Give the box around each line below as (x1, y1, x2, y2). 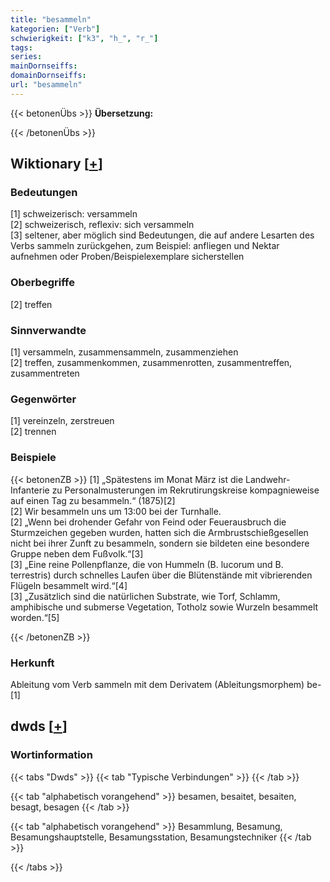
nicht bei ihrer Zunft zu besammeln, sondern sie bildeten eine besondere (10, 537, 310, 549)
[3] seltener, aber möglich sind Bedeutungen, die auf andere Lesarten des (10, 229, 315, 241)
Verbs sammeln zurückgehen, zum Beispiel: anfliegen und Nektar (10, 240, 280, 252)
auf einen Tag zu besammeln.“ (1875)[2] (10, 494, 176, 506)
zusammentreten (10, 367, 80, 380)
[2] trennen (10, 426, 57, 438)
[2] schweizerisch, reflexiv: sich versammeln (10, 219, 195, 231)
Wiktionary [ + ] (10, 156, 103, 173)
